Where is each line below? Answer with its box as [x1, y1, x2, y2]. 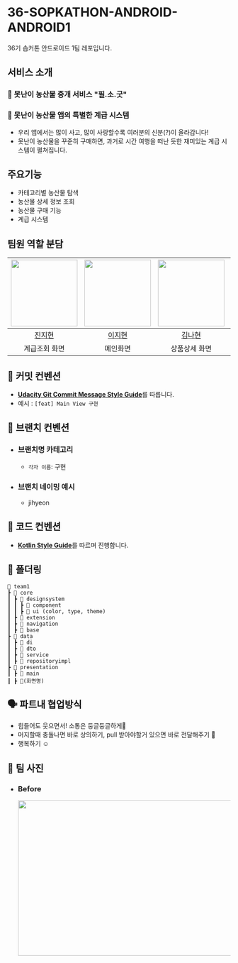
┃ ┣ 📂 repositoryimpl [7, 657, 72, 664]
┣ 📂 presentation [7, 664, 59, 671]
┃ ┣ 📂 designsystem [7, 595, 65, 602]
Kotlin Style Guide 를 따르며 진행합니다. [17, 541, 129, 549]
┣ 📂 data [7, 632, 33, 639]
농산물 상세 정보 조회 [17, 197, 75, 206]
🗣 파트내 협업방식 [7, 698, 82, 710]
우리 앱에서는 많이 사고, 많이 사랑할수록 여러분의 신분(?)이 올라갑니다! [17, 128, 209, 136]
